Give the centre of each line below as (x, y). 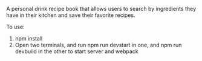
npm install (29, 38)
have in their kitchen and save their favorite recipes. (71, 15)
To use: (16, 27)
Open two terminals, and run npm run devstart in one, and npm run (98, 45)
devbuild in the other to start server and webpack (77, 51)
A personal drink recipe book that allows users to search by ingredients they (101, 9)
